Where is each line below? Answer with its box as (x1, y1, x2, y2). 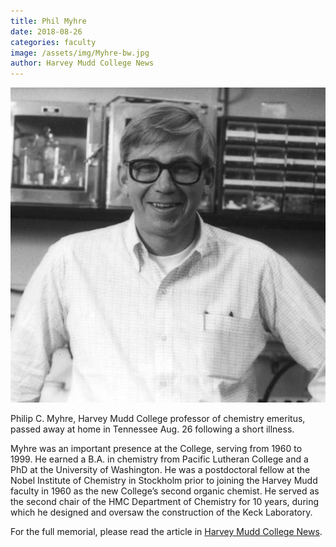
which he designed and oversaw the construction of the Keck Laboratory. (10, 506, 313, 519)
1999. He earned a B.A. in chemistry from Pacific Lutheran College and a (10, 453, 309, 465)
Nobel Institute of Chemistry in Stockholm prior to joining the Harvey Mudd (10, 475, 318, 487)
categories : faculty (10, 37, 97, 47)
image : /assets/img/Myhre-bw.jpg (10, 48, 150, 58)
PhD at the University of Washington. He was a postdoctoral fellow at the (10, 464, 311, 476)
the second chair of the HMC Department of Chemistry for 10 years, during (10, 496, 320, 508)
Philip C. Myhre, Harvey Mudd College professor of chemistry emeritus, (10, 413, 306, 425)
